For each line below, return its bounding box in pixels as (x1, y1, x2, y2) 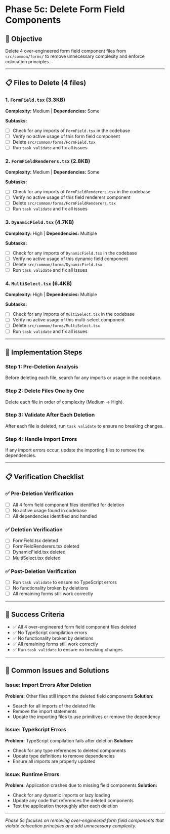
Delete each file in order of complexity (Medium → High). (5, 399, 124, 405)
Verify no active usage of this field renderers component (12, 194, 131, 200)
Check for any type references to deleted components (12, 747, 126, 754)
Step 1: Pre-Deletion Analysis (5, 363, 78, 370)
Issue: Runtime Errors (5, 771, 60, 778)
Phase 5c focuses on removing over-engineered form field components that (5, 817, 164, 823)
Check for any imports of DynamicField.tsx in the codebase (12, 249, 137, 256)
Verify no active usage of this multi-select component (12, 317, 125, 323)
